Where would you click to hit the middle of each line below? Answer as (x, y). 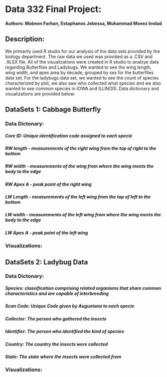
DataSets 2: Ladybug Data (47, 262)
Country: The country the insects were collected (57, 344)
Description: (25, 39)
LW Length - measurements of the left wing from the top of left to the (78, 197)
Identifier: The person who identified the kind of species (65, 331)
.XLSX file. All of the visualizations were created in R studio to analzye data (82, 62)
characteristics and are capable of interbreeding (57, 293)
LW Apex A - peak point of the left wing (47, 233)
